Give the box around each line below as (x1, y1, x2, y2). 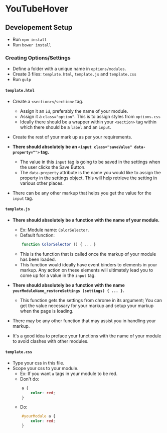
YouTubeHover (5, 3, 69, 15)
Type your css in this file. (12, 359, 65, 366)
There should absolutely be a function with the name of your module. (12, 217, 159, 223)
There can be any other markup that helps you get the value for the (12, 190, 151, 196)
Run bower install (12, 42, 52, 48)
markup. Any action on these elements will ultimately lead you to (20, 267, 153, 273)
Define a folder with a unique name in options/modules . (12, 66, 126, 72)
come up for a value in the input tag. (20, 272, 96, 278)
